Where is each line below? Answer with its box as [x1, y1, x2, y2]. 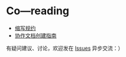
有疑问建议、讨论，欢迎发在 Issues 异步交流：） [6, 45, 124, 52]
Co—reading [6, 4, 70, 18]
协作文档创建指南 [14, 31, 57, 39]
